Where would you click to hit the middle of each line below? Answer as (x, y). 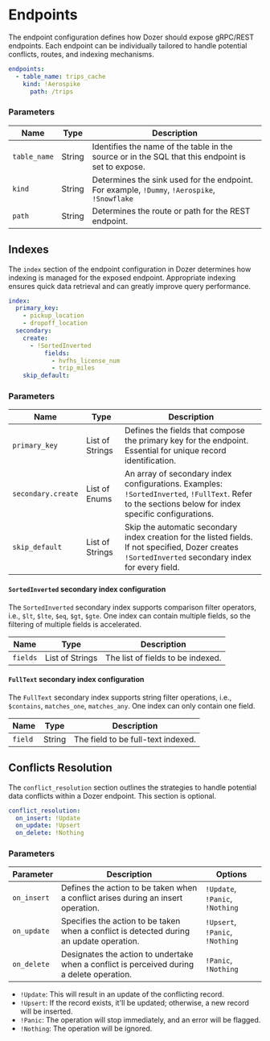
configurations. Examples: (174, 484)
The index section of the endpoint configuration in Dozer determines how (130, 269)
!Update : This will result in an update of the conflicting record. (122, 994)
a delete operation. (96, 974)
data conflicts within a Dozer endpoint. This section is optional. (112, 795)
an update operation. (100, 941)
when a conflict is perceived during (127, 965)
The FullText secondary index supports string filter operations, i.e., (120, 697)
